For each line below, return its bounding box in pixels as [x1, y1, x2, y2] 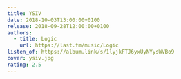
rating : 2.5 [7, 61, 41, 68]
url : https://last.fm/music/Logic [19, 42, 119, 49]
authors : [7, 29, 32, 36]
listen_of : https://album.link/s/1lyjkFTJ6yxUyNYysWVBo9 [7, 49, 175, 56]
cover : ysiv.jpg [7, 55, 54, 62]
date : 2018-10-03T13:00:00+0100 [7, 16, 100, 23]
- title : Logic [13, 36, 57, 43]
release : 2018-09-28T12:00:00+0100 [7, 23, 110, 30]
